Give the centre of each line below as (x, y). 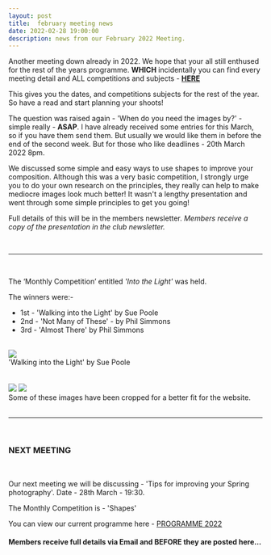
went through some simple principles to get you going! (99, 203)
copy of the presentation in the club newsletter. (87, 227)
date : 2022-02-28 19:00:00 (54, 31)
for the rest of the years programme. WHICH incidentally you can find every (134, 70)
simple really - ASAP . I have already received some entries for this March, (131, 127)
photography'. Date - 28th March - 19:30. (77, 492)
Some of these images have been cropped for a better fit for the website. (130, 397)
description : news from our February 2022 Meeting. (97, 38)
